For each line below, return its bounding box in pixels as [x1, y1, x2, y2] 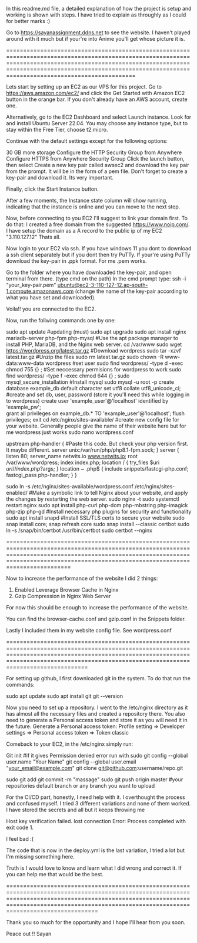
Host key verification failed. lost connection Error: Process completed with [6, 818, 186, 824]
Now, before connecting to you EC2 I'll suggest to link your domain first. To [6, 215, 188, 221]
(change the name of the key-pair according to [75, 288, 188, 295]
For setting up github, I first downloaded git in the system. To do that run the [6, 675, 191, 681]
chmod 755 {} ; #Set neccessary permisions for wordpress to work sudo [6, 366, 181, 373]
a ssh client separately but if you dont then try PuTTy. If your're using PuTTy [6, 251, 191, 258]
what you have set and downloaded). [6, 294, 96, 301]
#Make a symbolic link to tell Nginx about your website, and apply [28, 490, 188, 496]
